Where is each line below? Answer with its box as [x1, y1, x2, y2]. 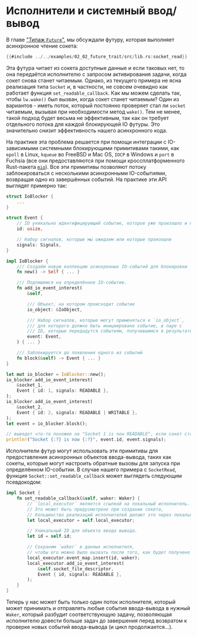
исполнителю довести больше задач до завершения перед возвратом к [6, 617, 188, 624]
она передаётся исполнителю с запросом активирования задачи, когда [6, 71, 187, 78]
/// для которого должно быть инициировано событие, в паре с [27, 322, 182, 329]
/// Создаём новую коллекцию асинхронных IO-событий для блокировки [16, 264, 188, 269]
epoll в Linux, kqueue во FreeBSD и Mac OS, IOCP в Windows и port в [6, 151, 175, 158]
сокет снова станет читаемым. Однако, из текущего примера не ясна [6, 76, 182, 84]
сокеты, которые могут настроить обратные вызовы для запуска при [6, 460, 181, 467]
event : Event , [27, 334, 62, 339]
